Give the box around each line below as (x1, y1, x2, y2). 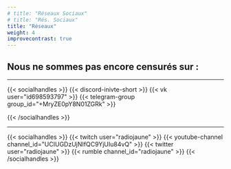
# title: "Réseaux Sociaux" (7, 10, 88, 17)
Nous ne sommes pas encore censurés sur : (7, 61, 199, 73)
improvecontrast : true (7, 36, 72, 42)
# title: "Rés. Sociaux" (7, 16, 78, 23)
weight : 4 (7, 29, 36, 36)
